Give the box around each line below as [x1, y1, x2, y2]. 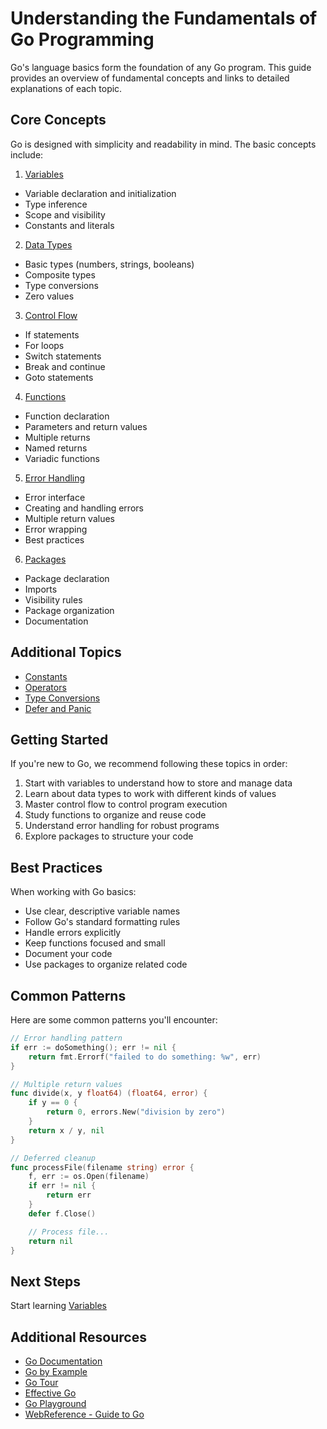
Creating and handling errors [24, 502, 144, 514]
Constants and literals [24, 219, 115, 231]
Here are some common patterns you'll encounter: [10, 1014, 218, 1026]
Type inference [24, 198, 88, 210]
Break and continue [24, 360, 106, 372]
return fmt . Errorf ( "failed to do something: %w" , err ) [28, 1052, 262, 1062]
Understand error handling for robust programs [24, 820, 220, 832]
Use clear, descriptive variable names [24, 905, 181, 917]
